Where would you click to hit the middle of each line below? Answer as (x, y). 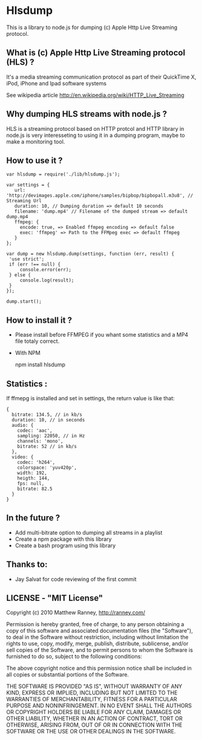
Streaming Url (24, 201)
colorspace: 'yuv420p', (47, 467)
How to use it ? (34, 160)
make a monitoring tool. (36, 141)
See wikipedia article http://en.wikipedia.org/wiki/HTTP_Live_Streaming (95, 95)
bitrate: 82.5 (35, 489)
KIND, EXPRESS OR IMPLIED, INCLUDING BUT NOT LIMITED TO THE (92, 693)
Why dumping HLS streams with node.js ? (87, 114)
